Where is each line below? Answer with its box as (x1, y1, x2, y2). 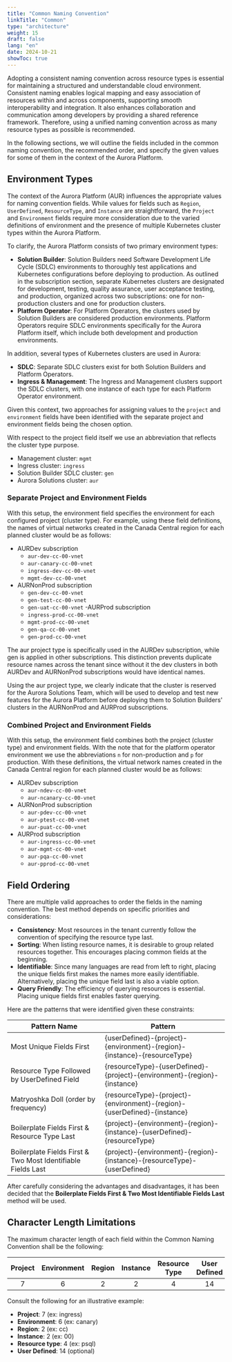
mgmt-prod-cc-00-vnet (27, 619, 90, 625)
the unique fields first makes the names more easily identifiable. (17, 969, 200, 977)
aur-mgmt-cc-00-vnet (27, 846, 87, 853)
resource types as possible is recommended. (7, 125, 136, 133)
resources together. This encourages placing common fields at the (17, 947, 207, 956)
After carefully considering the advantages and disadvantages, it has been (7, 1182, 220, 1190)
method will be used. (7, 1196, 67, 1205)
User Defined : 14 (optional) (17, 1347, 95, 1355)
